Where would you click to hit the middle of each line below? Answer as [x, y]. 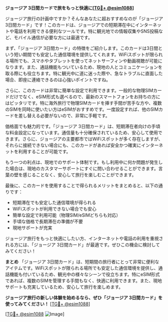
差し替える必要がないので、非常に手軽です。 [64, 116]
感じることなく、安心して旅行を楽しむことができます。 [79, 175]
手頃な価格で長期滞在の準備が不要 [48, 221]
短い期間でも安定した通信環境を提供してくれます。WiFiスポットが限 [84, 54]
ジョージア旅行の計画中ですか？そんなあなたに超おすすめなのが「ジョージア [84, 19]
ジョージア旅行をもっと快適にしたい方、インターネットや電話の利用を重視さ [84, 238]
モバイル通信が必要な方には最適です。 [53, 38]
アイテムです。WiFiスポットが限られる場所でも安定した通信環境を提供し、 [82, 268]
